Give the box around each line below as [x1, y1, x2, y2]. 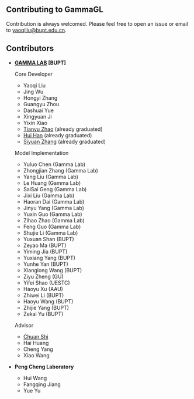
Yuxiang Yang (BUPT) [23, 254, 76, 261]
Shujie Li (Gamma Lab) [23, 229, 78, 236]
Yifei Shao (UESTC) [23, 279, 70, 286]
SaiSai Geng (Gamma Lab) [23, 185, 87, 192]
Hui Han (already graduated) [23, 131, 92, 138]
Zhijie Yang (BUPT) [23, 304, 69, 311]
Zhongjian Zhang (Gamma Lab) [23, 167, 98, 174]
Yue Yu [23, 387, 41, 394]
